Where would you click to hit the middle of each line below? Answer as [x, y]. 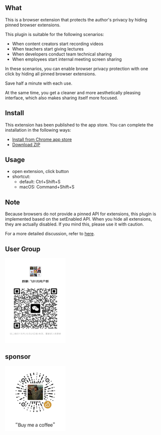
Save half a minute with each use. [39, 83]
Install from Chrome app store [42, 139]
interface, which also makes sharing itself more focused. [62, 98]
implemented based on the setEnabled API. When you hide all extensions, [79, 219]
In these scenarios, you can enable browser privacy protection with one [77, 69]
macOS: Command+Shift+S [47, 187]
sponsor [18, 357]
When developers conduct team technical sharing [62, 54]
